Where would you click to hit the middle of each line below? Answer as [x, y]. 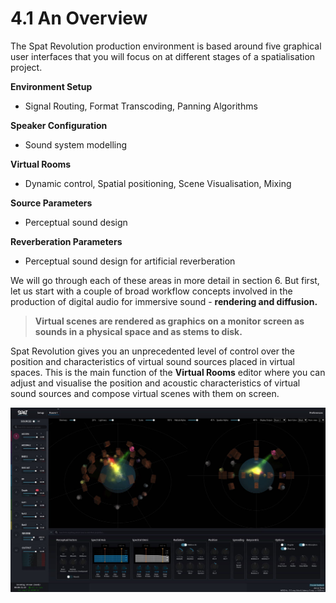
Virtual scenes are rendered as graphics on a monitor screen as [169, 321]
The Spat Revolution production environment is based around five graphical [166, 46]
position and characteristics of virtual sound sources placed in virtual [153, 361]
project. [26, 67]
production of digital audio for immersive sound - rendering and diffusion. [164, 301]
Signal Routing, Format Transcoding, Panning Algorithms [141, 106]
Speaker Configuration [59, 125]
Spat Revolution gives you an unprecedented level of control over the [152, 351]
